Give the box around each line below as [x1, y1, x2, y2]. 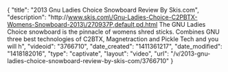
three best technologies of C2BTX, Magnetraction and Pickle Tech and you [7, 35, 218, 43]
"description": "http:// [7, 13, 69, 21]
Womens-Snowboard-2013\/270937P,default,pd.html [7, 21, 158, 28]
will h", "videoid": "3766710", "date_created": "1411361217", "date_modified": [7, 43, 223, 50]
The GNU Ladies [159, 21, 206, 28]
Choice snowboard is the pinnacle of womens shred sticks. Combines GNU [7, 27, 220, 36]
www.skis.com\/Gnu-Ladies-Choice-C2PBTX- [67, 13, 198, 21]
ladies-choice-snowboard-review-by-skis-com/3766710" [7, 57, 170, 64]
